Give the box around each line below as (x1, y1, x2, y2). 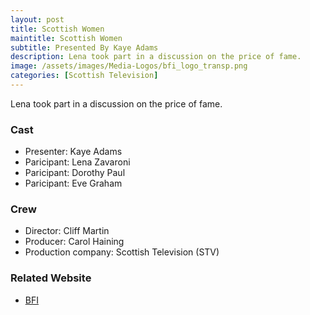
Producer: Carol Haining (24, 236, 125, 248)
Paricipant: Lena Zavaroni (24, 156, 131, 168)
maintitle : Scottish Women (10, 33, 123, 43)
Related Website (10, 271, 92, 285)
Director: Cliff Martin (24, 225, 110, 237)
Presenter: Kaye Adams (24, 146, 123, 158)
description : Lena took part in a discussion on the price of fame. (10, 52, 302, 62)
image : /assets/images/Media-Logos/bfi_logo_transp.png (10, 61, 248, 71)
